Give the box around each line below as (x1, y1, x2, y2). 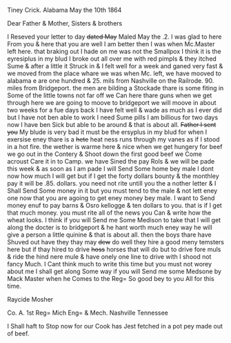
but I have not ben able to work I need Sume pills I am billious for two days (7, 113, 219, 121)
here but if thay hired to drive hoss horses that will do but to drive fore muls (7, 245, 221, 253)
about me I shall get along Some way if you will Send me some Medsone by (7, 267, 222, 275)
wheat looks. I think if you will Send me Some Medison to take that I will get (7, 216, 221, 224)
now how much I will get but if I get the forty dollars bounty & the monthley (7, 172, 219, 180)
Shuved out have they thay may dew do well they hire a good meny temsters (7, 238, 224, 246)
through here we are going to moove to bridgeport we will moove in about (7, 99, 217, 106)
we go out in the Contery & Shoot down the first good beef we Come (7, 150, 202, 158)
